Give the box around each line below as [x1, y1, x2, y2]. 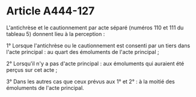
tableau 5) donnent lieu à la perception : [6, 30, 105, 37]
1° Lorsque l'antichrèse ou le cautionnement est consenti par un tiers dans [6, 42, 191, 49]
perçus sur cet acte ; [6, 66, 58, 73]
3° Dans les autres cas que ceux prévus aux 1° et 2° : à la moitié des [6, 78, 176, 85]
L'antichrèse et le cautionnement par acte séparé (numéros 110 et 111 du [6, 24, 184, 31]
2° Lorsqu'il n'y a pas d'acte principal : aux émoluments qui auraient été [6, 60, 185, 67]
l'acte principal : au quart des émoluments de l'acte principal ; [6, 48, 159, 55]
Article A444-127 [6, 4, 95, 18]
